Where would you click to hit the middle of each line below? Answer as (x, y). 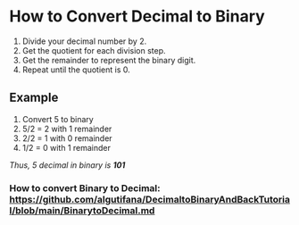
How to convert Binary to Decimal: (85, 187)
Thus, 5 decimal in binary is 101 (67, 165)
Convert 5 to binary (58, 119)
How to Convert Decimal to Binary (137, 17)
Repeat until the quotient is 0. (76, 70)
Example (34, 98)
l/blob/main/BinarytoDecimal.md (82, 210)
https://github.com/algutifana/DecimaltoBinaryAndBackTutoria (149, 199)
